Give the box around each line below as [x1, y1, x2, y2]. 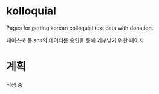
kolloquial [6, 4, 56, 18]
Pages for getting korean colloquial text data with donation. [6, 24, 154, 31]
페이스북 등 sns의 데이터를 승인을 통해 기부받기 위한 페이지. [6, 36, 146, 43]
